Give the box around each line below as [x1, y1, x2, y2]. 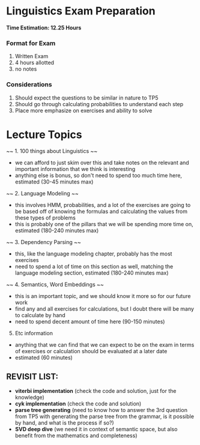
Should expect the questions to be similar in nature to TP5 [14, 94, 159, 101]
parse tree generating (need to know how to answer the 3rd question [14, 407, 188, 414]
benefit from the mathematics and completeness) [14, 432, 138, 439]
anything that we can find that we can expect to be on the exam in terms [14, 341, 195, 348]
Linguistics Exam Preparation [6, 4, 156, 18]
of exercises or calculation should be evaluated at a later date [14, 348, 168, 355]
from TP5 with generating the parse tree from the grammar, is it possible [14, 413, 194, 420]
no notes [14, 65, 37, 73]
